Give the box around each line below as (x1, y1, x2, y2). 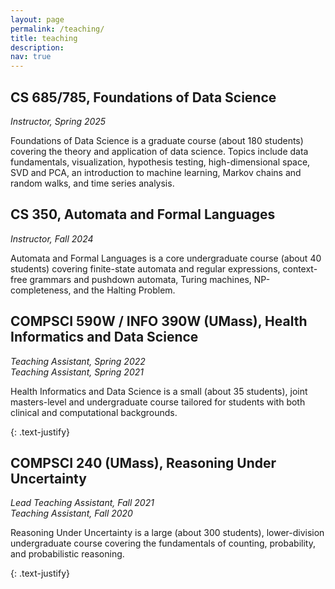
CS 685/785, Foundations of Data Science (10, 89, 277, 106)
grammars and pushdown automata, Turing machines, (29, 273, 252, 285)
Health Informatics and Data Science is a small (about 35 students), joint (10, 385, 308, 397)
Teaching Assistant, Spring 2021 (10, 366, 144, 378)
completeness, (10, 284, 72, 296)
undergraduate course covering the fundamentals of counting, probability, (10, 537, 316, 550)
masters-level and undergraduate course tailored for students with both (10, 396, 306, 408)
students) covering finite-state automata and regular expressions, (10, 262, 281, 275)
